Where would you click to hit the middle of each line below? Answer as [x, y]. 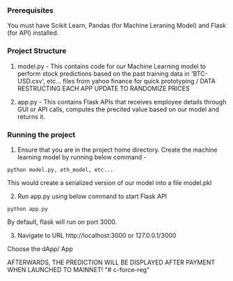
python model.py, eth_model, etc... [60, 170]
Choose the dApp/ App [40, 248]
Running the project [41, 134]
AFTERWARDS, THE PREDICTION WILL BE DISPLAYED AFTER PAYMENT [111, 262]
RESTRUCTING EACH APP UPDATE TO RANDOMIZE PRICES [103, 88]
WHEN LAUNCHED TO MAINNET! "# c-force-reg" [79, 269]
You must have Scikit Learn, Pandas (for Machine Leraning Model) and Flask [116, 26]
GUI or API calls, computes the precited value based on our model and [118, 109]
